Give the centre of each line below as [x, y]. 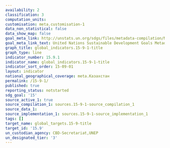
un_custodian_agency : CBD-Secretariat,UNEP [52, 133]
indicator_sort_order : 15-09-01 [39, 67]
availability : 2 [22, 10]
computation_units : [26, 19]
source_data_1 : [21, 109]
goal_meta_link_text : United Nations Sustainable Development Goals [79, 43]
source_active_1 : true [29, 100]
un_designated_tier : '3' [31, 138]
